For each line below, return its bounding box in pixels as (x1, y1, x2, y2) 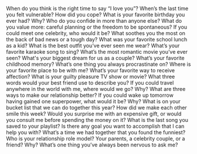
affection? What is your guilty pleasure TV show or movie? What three (6, 73, 175, 80)
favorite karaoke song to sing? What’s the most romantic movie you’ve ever (6, 48, 188, 55)
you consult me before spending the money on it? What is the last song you (6, 117, 189, 123)
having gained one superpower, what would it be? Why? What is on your (6, 98, 181, 104)
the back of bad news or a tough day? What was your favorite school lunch (6, 36, 188, 43)
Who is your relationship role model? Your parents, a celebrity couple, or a (6, 135, 185, 142)
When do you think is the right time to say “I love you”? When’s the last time (6, 5, 189, 12)
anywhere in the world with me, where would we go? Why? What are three (6, 86, 186, 92)
